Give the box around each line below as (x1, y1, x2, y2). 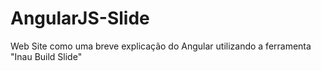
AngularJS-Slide (10, 7, 150, 30)
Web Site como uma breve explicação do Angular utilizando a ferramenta (10, 40, 312, 52)
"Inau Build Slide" (10, 50, 83, 62)
